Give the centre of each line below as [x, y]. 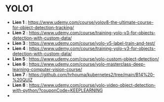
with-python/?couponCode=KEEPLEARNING [58, 90]
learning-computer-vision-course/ [47, 69]
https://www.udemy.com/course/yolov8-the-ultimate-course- [91, 22]
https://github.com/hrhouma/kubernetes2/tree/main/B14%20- [92, 74]
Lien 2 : [20, 33]
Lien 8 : [20, 85]
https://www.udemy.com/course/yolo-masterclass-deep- [87, 64]
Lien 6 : [20, 64]
